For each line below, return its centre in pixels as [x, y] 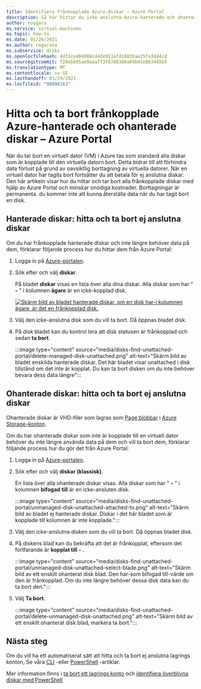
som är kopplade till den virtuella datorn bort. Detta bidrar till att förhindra [96, 162]
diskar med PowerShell [34, 680]
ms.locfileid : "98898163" [38, 84]
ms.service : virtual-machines [44, 28]
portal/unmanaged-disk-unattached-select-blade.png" [82, 567]
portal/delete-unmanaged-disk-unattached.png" [74, 616]
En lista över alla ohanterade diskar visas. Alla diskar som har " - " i [98, 483]
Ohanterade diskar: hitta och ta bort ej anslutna [96, 394]
